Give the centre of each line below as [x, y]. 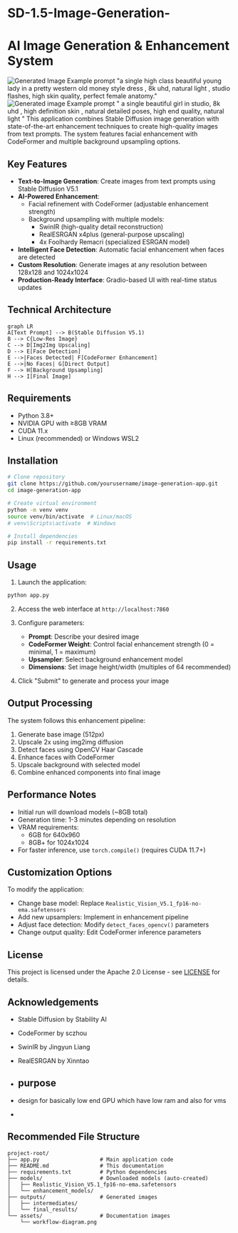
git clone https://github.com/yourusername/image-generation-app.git [113, 484]
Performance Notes [52, 795]
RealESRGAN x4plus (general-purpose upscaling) [112, 234]
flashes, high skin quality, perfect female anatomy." [83, 96]
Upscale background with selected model [79, 764]
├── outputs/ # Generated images [83, 1197]
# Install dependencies [43, 536]
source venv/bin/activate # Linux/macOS [70, 516]
